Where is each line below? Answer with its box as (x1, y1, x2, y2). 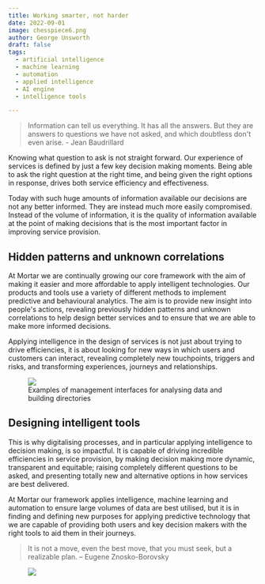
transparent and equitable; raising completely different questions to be (8, 462, 238, 472)
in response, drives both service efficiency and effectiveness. (8, 179, 210, 188)
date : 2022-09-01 (8, 19, 66, 27)
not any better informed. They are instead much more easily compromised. (8, 202, 252, 212)
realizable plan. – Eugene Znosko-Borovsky (27, 552, 169, 561)
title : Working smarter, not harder (8, 11, 129, 20)
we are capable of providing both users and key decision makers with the (8, 519, 248, 529)
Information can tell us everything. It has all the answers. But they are (27, 121, 254, 130)
